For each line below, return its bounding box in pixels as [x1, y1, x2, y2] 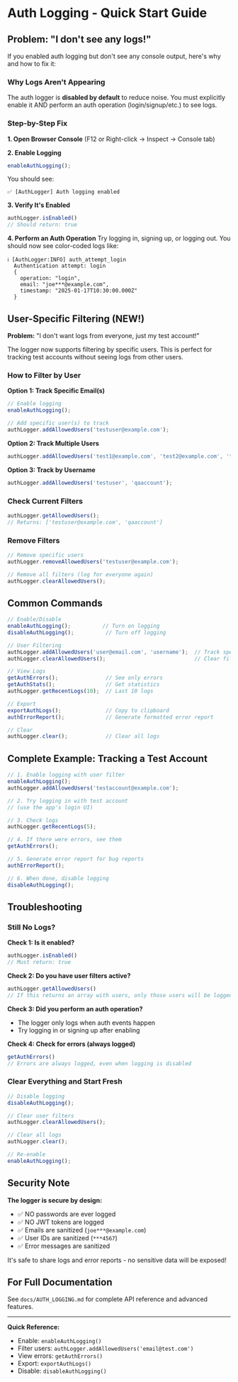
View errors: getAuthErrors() [17, 1352, 103, 1360]
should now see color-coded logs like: [7, 242, 119, 250]
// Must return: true [7, 959, 72, 966]
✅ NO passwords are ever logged [17, 1210, 116, 1218]
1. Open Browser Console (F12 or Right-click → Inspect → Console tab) [7, 135, 215, 143]
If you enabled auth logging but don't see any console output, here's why [7, 52, 221, 60]
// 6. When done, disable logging [7, 875, 110, 882]
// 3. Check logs [7, 816, 59, 824]
